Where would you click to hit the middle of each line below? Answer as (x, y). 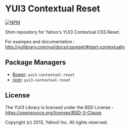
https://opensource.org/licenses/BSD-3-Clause (53, 113)
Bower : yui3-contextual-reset (43, 74)
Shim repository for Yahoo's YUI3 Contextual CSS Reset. (63, 32)
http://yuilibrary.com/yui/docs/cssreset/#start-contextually (65, 47)
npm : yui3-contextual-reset (41, 79)
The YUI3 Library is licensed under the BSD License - (60, 107)
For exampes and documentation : (40, 41)
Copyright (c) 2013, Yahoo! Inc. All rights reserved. (56, 122)
